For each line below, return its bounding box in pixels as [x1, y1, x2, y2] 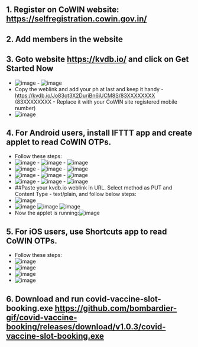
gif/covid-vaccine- [6, 312, 77, 322]
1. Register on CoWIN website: [6, 5, 119, 15]
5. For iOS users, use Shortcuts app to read [6, 226, 167, 236]
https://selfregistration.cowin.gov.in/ [6, 14, 147, 24]
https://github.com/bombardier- [54, 303, 177, 313]
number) [14, 104, 36, 111]
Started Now [6, 63, 54, 73]
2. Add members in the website [6, 34, 123, 44]
